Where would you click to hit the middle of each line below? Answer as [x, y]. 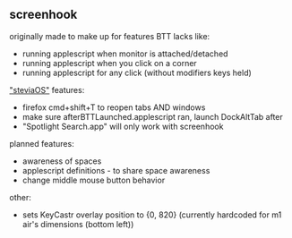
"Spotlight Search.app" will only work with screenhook [123, 126]
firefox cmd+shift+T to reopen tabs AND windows [114, 107]
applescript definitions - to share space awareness [116, 170]
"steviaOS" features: [47, 89]
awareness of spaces [62, 161]
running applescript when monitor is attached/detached [125, 54]
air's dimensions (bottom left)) [78, 224]
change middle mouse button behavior [94, 180]
